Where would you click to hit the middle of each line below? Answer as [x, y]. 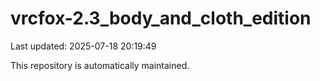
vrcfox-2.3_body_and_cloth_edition [161, 18]
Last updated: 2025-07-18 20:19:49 [83, 46]
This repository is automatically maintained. [100, 65]
